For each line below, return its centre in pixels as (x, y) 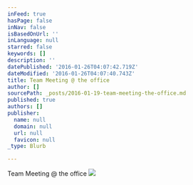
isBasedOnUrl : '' (33, 34)
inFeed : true (27, 14)
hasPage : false (30, 21)
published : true (31, 100)
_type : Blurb (27, 147)
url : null (28, 133)
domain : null (33, 126)
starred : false (30, 47)
